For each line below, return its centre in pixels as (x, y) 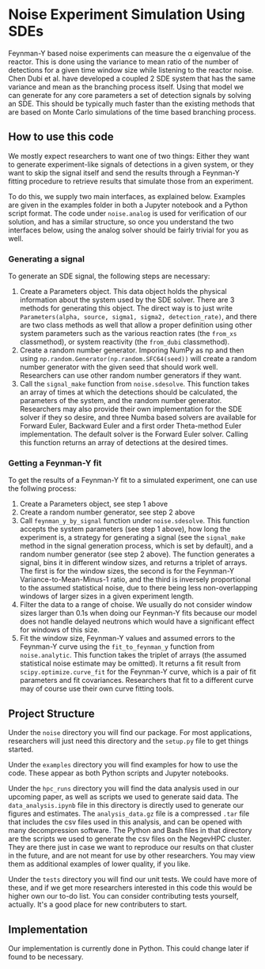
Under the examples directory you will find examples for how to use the (123, 765)
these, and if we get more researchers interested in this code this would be (131, 888)
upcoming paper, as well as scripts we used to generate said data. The (123, 797)
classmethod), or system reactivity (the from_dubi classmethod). (125, 342)
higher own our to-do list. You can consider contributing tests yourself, (123, 896)
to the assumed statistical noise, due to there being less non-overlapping (138, 588)
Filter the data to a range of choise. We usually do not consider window (136, 605)
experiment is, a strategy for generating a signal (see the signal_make (132, 537)
